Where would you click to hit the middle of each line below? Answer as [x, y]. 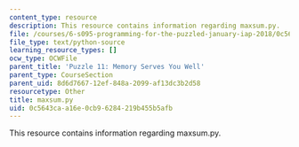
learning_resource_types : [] [63, 50]
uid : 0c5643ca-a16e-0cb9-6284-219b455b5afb [91, 108]
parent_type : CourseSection [61, 75]
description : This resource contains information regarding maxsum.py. [145, 26]
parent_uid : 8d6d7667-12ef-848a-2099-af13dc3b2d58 [105, 83]
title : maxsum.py [41, 100]
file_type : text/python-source [67, 42]
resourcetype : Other [48, 91]
